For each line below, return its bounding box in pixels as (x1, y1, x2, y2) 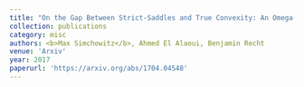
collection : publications (9, 22, 107, 31)
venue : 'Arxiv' (9, 47, 67, 56)
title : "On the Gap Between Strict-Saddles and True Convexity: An (9, 13, 270, 23)
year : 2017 (9, 55, 51, 64)
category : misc (9, 30, 67, 39)
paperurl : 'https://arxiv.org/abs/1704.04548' (9, 64, 188, 73)
